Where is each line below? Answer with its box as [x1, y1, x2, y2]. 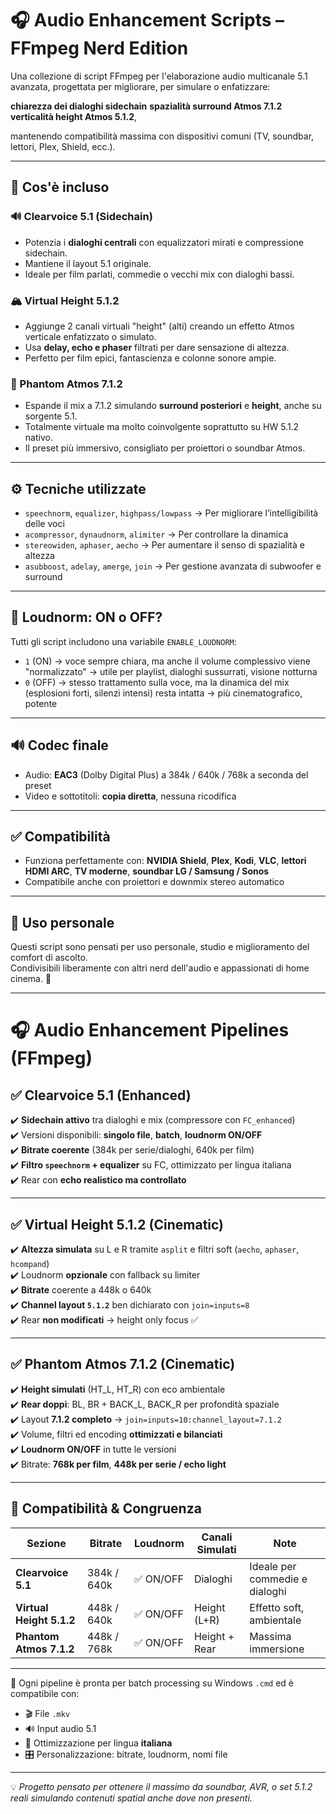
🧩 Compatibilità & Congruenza [10, 1500, 202, 1517]
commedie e [249, 1572, 308, 1586]
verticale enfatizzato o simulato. [24, 330, 157, 342]
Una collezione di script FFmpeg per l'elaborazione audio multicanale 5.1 [10, 70, 308, 82]
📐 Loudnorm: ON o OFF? [10, 609, 163, 626]
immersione [249, 1642, 305, 1656]
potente [24, 697, 58, 709]
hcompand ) [10, 1258, 50, 1270]
